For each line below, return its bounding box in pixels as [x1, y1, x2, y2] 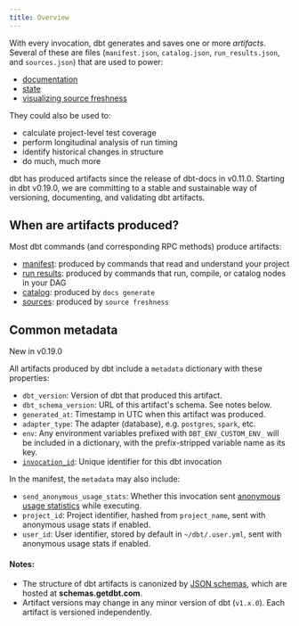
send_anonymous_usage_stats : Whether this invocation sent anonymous [21, 491, 281, 502]
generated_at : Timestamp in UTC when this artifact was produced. [21, 409, 266, 420]
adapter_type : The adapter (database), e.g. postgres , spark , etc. [21, 418, 256, 429]
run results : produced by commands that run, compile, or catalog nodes [21, 268, 287, 279]
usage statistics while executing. [21, 500, 142, 511]
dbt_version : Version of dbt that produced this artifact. [21, 390, 222, 401]
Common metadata [9, 322, 118, 337]
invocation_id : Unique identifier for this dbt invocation [21, 457, 222, 467]
